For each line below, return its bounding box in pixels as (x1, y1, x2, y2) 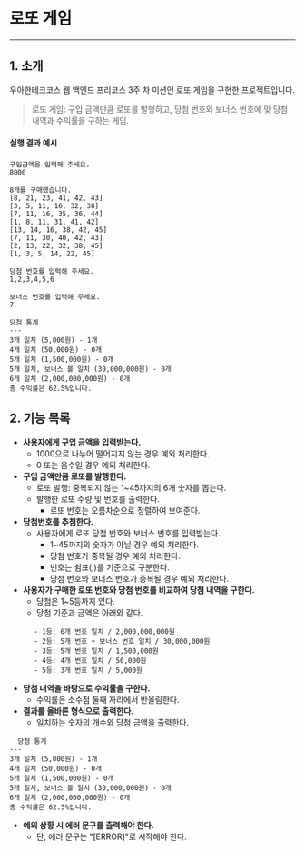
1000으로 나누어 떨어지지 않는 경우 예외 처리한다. (35, 447, 211, 459)
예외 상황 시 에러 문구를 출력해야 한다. (22, 819, 154, 830)
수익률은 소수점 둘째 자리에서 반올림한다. (35, 694, 180, 705)
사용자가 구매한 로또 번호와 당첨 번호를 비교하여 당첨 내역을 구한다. (22, 584, 255, 596)
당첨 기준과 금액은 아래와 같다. (35, 606, 143, 618)
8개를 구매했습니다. (9, 185, 72, 195)
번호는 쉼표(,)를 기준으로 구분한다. (49, 561, 170, 573)
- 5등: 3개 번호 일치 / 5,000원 (33, 666, 143, 675)
